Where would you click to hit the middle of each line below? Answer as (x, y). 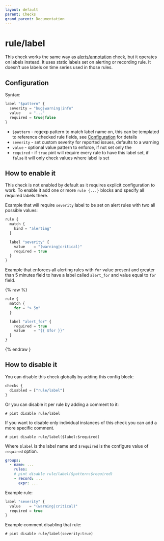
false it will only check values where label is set (61, 158)
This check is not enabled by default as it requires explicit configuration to (80, 185)
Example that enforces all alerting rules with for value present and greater (80, 270)
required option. (22, 451)
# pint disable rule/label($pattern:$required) (63, 474)
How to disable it (31, 365)
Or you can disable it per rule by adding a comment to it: (62, 404)
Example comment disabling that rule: (43, 525)
